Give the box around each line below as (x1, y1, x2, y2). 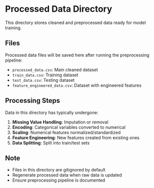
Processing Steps (5, 96, 60, 105)
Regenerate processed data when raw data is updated (12, 172, 122, 178)
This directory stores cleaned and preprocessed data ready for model (5, 20, 146, 25)
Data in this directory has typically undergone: (5, 109, 99, 116)
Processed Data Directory (5, 3, 112, 15)
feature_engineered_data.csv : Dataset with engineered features (12, 82, 142, 88)
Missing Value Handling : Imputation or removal (12, 119, 109, 125)
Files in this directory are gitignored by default (12, 167, 105, 173)
